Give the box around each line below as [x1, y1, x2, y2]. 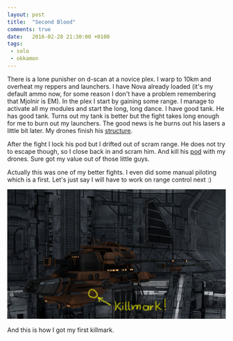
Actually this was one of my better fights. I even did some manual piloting [7, 168, 217, 176]
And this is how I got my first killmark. [7, 326, 114, 334]
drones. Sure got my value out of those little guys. [7, 155, 150, 163]
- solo [10, 48, 30, 55]
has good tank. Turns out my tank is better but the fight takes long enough [7, 112, 220, 120]
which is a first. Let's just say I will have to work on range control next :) [7, 175, 212, 184]
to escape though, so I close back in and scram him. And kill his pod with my [7, 147, 226, 155]
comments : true [7, 26, 51, 33]
